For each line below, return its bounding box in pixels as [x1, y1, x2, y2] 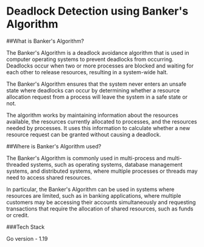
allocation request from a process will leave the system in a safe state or [6, 93, 188, 100]
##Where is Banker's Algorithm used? [6, 142, 102, 150]
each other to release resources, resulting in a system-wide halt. [6, 68, 169, 75]
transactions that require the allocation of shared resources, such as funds [6, 205, 194, 212]
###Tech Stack [6, 223, 45, 231]
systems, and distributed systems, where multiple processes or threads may [6, 167, 198, 175]
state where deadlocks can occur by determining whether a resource [6, 86, 180, 94]
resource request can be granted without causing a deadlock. [6, 131, 161, 138]
